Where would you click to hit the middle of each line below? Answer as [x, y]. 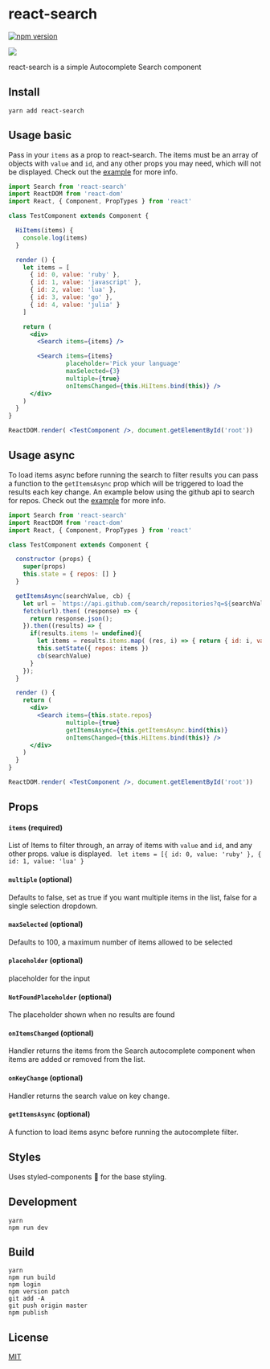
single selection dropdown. [53, 906]
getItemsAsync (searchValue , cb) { [73, 596]
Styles [25, 1157]
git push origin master [48, 1306]
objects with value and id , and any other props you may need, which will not [135, 163]
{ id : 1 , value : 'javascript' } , [86, 282]
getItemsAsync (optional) [49, 1114]
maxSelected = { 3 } [93, 371]
